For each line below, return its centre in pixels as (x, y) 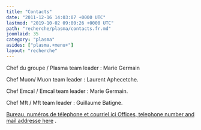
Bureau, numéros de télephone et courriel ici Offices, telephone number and (100, 114)
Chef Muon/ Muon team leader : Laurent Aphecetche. (72, 79)
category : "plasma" (31, 40)
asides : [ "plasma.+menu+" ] (40, 46)
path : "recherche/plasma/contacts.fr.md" (59, 28)
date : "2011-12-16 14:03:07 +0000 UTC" (56, 17)
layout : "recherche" (32, 51)
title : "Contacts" (29, 12)
